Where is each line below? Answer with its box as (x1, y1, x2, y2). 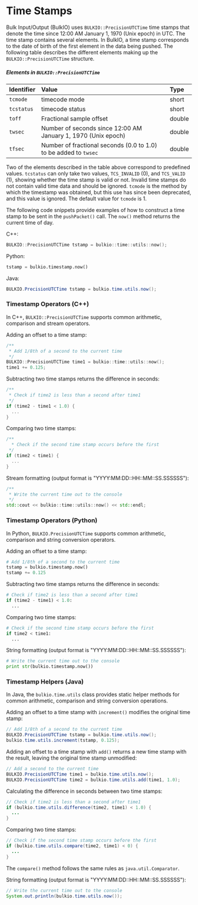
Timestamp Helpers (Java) (6, 678, 84, 686)
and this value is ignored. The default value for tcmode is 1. (6, 195, 147, 202)
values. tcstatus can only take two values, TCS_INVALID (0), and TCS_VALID (6, 170, 186, 177)
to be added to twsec (41, 148, 98, 157)
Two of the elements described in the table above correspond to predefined (6, 164, 190, 171)
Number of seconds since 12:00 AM (41, 124, 143, 132)
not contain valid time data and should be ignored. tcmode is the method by (6, 182, 187, 190)
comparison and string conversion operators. (6, 536, 116, 543)
